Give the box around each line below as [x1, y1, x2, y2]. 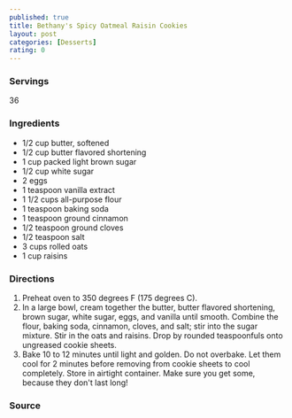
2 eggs [21, 174, 48, 186]
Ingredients [9, 117, 60, 129]
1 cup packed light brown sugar [21, 156, 137, 166]
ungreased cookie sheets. [21, 340, 118, 351]
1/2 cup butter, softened [21, 137, 110, 148]
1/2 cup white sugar [21, 166, 95, 176]
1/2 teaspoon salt [21, 231, 86, 242]
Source [9, 399, 42, 412]
